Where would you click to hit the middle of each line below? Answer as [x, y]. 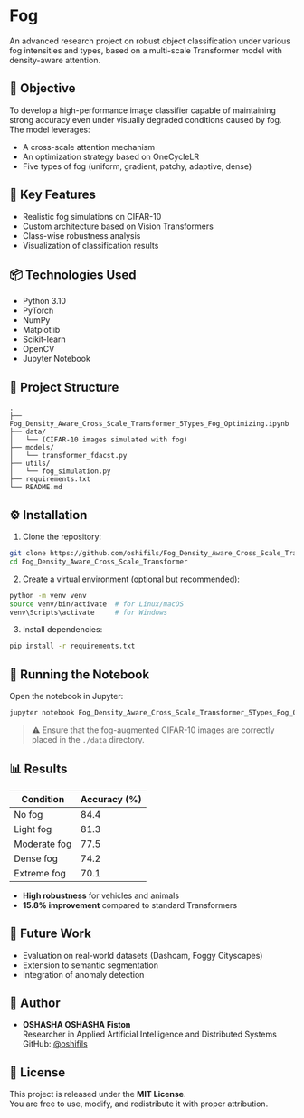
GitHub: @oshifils [55, 1044]
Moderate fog [43, 844]
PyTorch [38, 311]
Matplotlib [41, 330]
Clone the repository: [62, 536]
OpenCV [38, 349]
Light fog [33, 829]
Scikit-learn [44, 339]
